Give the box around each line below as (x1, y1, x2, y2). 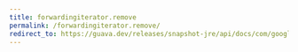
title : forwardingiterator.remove (9, 12, 137, 22)
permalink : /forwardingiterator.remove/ (9, 21, 161, 30)
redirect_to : (9, 29, 58, 38)
